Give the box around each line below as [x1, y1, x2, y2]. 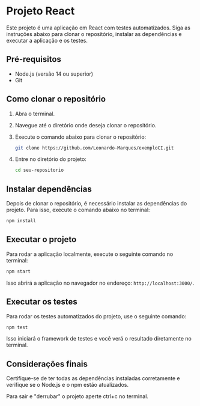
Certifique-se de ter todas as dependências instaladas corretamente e [6, 375, 180, 382]
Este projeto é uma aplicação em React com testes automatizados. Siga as [6, 24, 191, 31]
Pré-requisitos [6, 54, 62, 64]
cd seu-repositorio [14, 167, 64, 174]
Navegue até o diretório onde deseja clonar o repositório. [14, 121, 157, 129]
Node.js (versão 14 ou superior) [14, 70, 94, 77]
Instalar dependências [6, 184, 92, 194]
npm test [6, 324, 28, 330]
